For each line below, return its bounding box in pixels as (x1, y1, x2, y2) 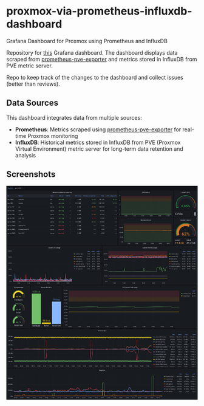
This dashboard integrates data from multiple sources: (6, 114, 143, 121)
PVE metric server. (6, 62, 53, 69)
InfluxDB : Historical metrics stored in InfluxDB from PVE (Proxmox (15, 139, 181, 146)
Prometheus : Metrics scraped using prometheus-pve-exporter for (15, 126, 182, 133)
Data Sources (6, 98, 59, 108)
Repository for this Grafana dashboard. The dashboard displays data (6, 49, 178, 56)
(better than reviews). (6, 80, 61, 88)
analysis (15, 151, 36, 159)
